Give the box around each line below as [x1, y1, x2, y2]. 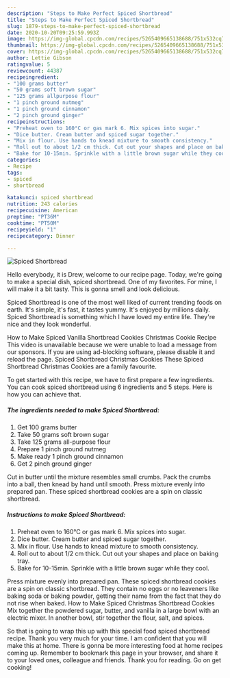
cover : [7, 49, 26, 55]
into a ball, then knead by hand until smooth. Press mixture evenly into [7, 480, 205, 488]
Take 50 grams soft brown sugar [16, 431, 110, 439]
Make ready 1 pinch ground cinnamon [16, 453, 124, 461]
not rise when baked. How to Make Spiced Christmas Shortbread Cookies [7, 599, 215, 607]
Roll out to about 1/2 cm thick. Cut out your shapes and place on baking [16, 549, 219, 558]
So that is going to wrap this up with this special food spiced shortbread [7, 627, 210, 636]
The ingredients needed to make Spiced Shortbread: [7, 405, 159, 414]
